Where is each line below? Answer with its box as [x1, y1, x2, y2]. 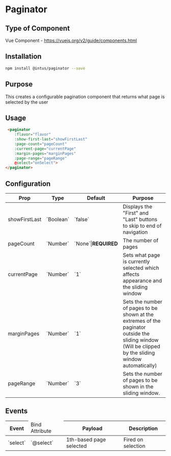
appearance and [123, 277, 162, 284]
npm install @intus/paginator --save [5, 65, 85, 71]
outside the [123, 330, 150, 337]
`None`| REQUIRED [74, 240, 118, 247]
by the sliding [123, 349, 155, 356]
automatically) [123, 362, 157, 369]
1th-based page [66, 436, 106, 443]
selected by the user [5, 99, 48, 105]
